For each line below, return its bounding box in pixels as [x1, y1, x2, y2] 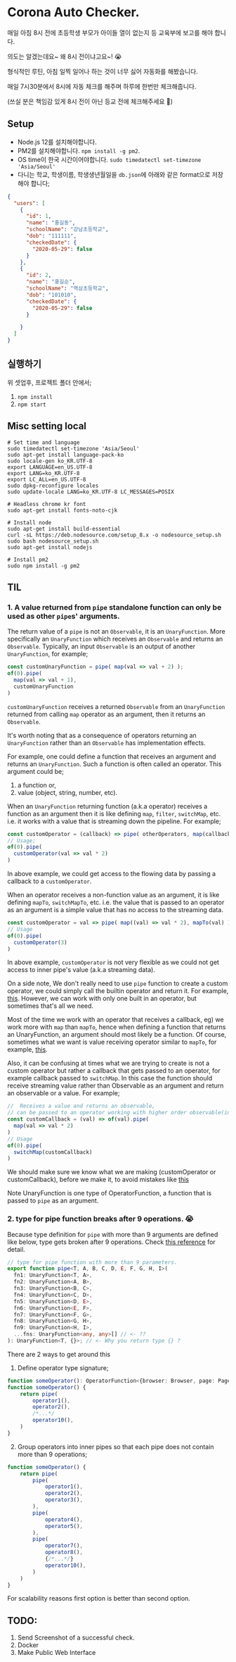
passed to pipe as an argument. [7, 1196, 99, 1205]
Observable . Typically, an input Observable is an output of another [7, 642, 196, 651]
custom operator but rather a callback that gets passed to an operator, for [7, 1066, 221, 1075]
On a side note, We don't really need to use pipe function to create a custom [7, 979, 228, 987]
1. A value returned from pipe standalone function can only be [7, 602, 222, 612]
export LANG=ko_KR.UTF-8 [7, 469, 80, 476]
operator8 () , [44, 1549, 83, 1556]
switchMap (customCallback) [13, 1148, 93, 1156]
